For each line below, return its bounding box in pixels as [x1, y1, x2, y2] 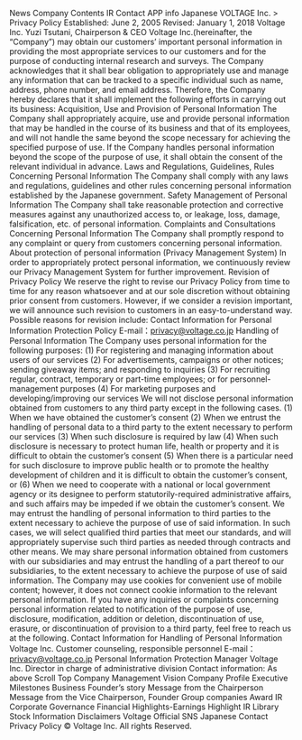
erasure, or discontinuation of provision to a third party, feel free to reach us [9, 623, 291, 634]
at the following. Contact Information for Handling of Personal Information [9, 633, 282, 643]
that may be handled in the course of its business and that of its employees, [9, 123, 291, 134]
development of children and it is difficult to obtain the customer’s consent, [9, 469, 288, 480]
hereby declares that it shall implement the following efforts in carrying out [9, 94, 287, 105]
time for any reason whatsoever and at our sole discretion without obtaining [9, 286, 290, 296]
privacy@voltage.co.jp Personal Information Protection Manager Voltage [9, 653, 279, 664]
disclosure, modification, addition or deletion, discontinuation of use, [9, 614, 264, 624]
